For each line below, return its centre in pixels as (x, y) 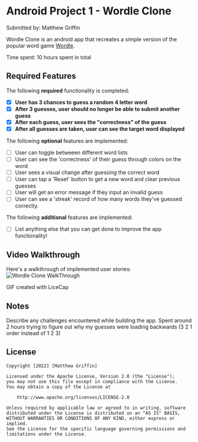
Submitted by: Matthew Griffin (43, 28)
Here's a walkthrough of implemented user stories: (69, 269)
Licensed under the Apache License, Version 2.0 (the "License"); (91, 376)
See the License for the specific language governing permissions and (96, 429)
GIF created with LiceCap (37, 287)
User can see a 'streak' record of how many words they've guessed (98, 199)
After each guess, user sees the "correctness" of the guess (91, 122)
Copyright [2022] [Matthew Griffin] (52, 366)
